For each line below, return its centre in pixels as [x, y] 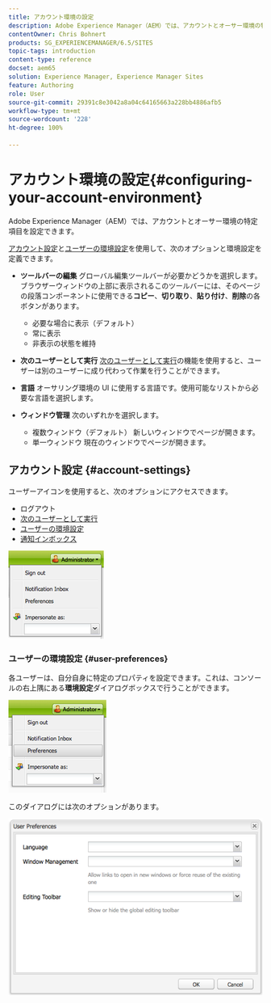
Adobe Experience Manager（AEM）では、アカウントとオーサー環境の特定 [133, 221]
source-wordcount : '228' [50, 120]
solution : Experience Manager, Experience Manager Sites [106, 77]
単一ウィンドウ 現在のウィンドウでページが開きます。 [121, 442]
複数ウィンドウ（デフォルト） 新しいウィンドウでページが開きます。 [146, 432]
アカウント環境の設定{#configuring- [130, 180]
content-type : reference [50, 60]
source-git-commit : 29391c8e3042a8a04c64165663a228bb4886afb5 [115, 102]
